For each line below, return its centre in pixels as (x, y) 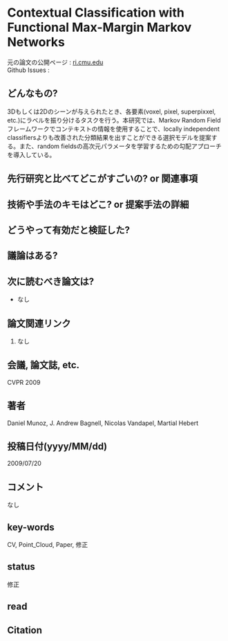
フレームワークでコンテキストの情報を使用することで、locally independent (113, 129)
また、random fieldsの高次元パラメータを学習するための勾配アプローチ (121, 146)
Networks (36, 42)
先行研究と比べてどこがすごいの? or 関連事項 (103, 179)
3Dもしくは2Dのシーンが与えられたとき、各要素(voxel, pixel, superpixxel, (112, 111)
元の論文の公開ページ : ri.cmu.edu (55, 62)
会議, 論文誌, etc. (44, 365)
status (21, 567)
